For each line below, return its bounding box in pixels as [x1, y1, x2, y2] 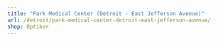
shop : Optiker [7, 23, 50, 30]
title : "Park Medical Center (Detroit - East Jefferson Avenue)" [7, 10, 205, 17]
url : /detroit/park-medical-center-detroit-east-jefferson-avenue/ [7, 17, 212, 24]
